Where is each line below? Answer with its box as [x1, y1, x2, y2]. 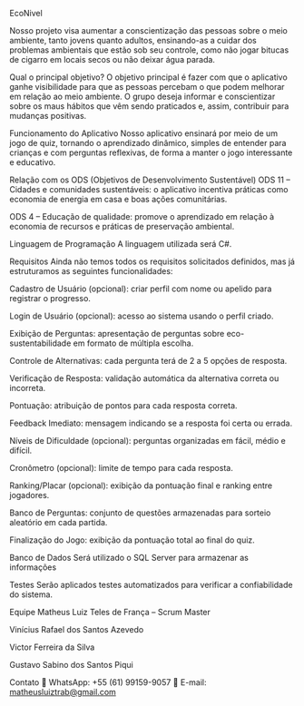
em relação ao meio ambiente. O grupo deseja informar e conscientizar [9, 91, 276, 102]
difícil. [9, 445, 33, 456]
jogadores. [9, 490, 50, 500]
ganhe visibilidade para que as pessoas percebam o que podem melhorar [9, 82, 285, 92]
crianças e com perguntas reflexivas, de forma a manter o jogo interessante [9, 147, 293, 158]
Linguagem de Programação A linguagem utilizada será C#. [9, 239, 232, 249]
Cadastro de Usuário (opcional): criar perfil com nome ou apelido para [9, 283, 272, 294]
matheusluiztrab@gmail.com [9, 687, 116, 697]
